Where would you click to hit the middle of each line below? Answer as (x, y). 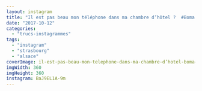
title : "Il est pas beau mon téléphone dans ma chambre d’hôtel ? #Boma (101, 17)
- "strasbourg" (31, 51)
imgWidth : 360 (24, 67)
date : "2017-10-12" (31, 23)
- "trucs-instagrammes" (41, 34)
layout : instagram (29, 12)
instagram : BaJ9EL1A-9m (36, 78)
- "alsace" (25, 56)
